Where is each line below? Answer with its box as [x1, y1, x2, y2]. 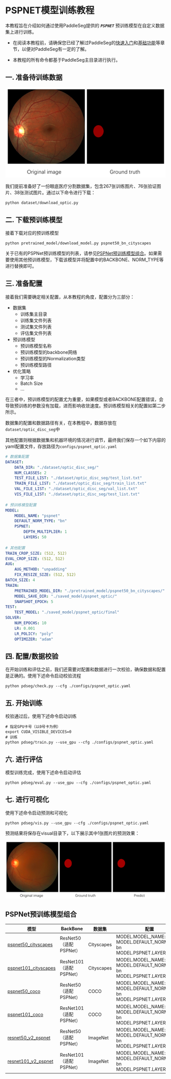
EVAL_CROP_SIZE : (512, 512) [5, 556, 65, 561]
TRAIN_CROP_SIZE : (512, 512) [5, 551, 67, 556]
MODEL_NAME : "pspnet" [14, 513, 60, 518]
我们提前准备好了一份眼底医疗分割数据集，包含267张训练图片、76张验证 [5, 183, 157, 189]
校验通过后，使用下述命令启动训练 [5, 713, 77, 719]
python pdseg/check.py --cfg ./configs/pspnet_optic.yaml [5, 684, 131, 689]
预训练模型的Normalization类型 [20, 355, 85, 361]
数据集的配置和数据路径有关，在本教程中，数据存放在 [5, 419, 117, 425]
